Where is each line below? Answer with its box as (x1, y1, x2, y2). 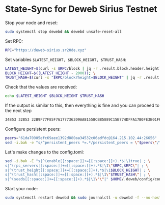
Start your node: (5, 186, 38, 192)
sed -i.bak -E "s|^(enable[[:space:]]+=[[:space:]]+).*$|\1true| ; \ (5, 158, 151, 163)
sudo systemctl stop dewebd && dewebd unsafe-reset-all (5, 29, 122, 34)
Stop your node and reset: (5, 20, 58, 26)
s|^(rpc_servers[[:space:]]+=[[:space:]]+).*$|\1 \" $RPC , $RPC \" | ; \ (5, 163, 148, 168)
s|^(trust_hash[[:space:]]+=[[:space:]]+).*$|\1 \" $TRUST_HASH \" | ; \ (5, 172, 151, 177)
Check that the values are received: (5, 84, 77, 90)
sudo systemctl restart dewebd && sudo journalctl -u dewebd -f (5, 195, 139, 200)
